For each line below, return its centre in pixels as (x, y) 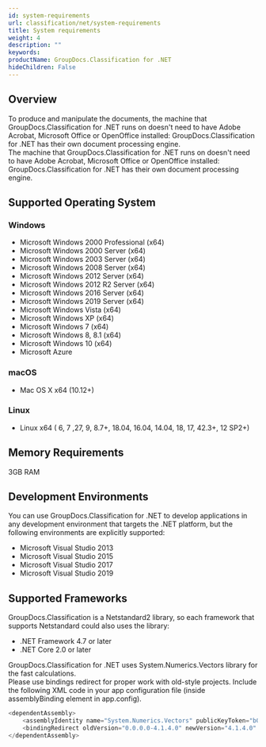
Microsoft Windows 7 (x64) (64, 327)
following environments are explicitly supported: (87, 533)
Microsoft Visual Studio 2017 (66, 565)
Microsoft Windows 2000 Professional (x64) (92, 242)
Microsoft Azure (46, 352)
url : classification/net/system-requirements (84, 23)
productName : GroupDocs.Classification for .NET (90, 60)
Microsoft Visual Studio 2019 (66, 573)
